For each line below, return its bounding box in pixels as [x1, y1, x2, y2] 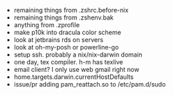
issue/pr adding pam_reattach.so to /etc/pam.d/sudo [13, 80, 166, 88]
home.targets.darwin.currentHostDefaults [13, 73, 134, 81]
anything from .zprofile [13, 21, 80, 29]
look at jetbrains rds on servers [13, 36, 103, 44]
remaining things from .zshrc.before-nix [13, 6, 129, 14]
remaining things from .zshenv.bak [13, 13, 114, 22]
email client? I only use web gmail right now [13, 66, 140, 73]
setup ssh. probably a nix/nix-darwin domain [13, 50, 143, 59]
